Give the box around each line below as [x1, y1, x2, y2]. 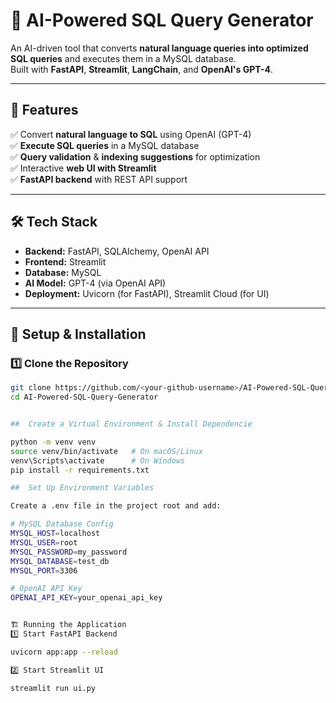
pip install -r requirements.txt [10, 465, 150, 475]
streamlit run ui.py [10, 683, 97, 693]
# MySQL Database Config [10, 519, 114, 529]
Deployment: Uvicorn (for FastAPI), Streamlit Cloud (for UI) [24, 287, 270, 299]
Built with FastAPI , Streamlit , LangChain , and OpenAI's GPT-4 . [10, 63, 273, 75]
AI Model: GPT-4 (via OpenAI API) [24, 277, 167, 289]
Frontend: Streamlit [24, 255, 107, 268]
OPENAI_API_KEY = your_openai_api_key [10, 593, 163, 603]
